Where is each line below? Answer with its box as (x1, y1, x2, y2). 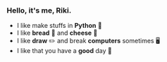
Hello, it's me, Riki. (6, 6, 72, 15)
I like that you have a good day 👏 (16, 47, 112, 55)
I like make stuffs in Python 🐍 (16, 22, 103, 30)
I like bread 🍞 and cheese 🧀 (16, 29, 98, 37)
